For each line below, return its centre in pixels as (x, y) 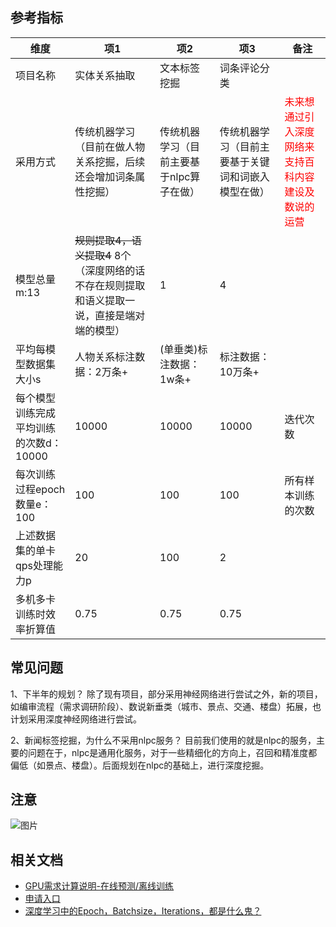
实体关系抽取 (105, 75)
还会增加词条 (105, 176)
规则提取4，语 (108, 240)
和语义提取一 (105, 300)
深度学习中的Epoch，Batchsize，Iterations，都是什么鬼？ (143, 911)
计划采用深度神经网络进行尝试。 (76, 719)
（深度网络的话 (110, 270)
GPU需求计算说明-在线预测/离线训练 (99, 886)
